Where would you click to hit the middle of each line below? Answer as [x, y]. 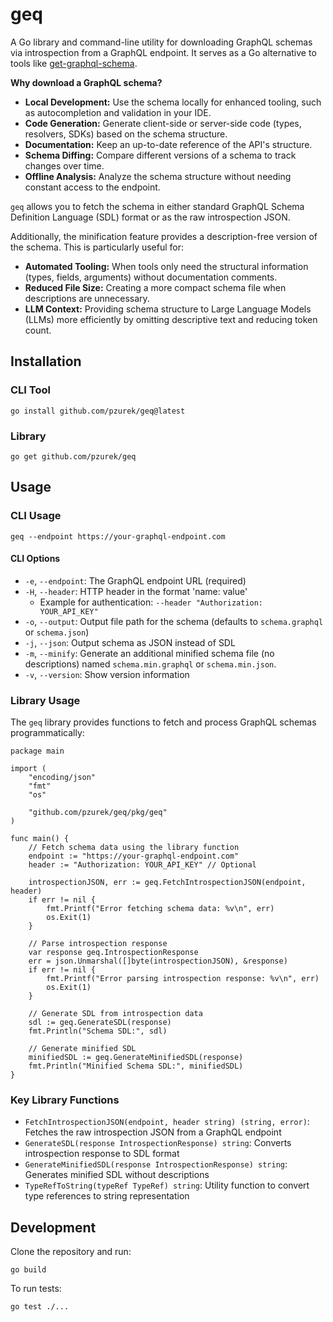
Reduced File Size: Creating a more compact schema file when [155, 287]
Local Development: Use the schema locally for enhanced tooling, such [173, 102]
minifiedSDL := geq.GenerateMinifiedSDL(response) [136, 1058]
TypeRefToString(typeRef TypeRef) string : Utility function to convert [167, 1185]
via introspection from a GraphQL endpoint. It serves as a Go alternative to [163, 52]
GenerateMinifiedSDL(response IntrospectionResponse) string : [156, 1164]
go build [28, 1270]
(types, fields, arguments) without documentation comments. [151, 277]
